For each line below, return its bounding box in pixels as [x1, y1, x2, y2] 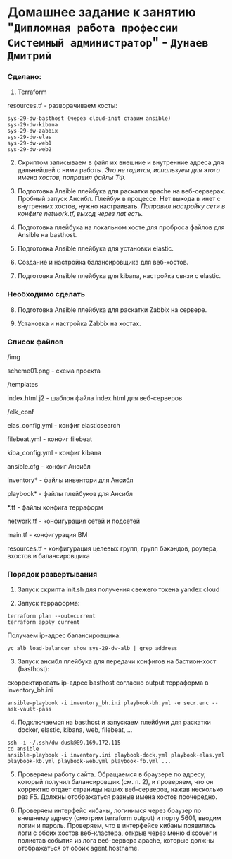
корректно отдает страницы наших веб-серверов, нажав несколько [17, 785, 224, 794]
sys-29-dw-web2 [7, 146, 52, 153]
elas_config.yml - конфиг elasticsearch [7, 421, 121, 430]
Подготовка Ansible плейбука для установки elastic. [17, 244, 174, 253]
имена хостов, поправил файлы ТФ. [17, 174, 126, 182]
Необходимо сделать [7, 289, 86, 299]
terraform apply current [7, 619, 80, 626]
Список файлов [7, 337, 64, 347]
